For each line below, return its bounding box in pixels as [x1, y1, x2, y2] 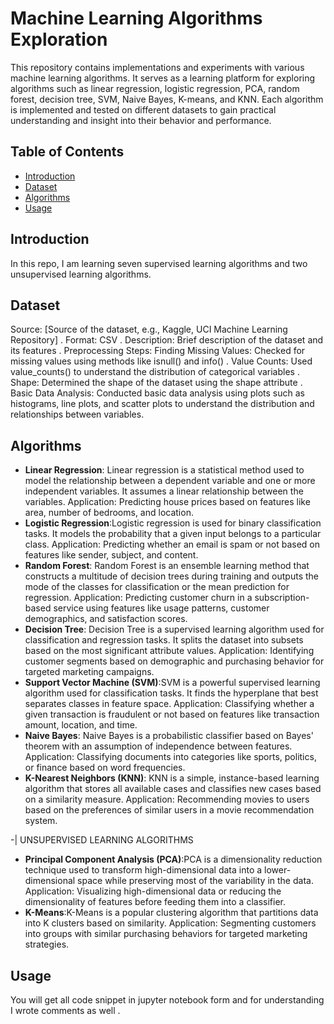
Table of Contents [10, 143, 125, 161]
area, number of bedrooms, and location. [24, 507, 194, 519]
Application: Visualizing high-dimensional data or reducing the [24, 885, 282, 897]
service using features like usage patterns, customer [53, 602, 270, 614]
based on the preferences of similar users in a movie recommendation [24, 804, 315, 816]
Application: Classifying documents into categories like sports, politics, [24, 751, 317, 763]
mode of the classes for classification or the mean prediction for [24, 581, 290, 593]
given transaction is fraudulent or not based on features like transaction [24, 708, 320, 721]
